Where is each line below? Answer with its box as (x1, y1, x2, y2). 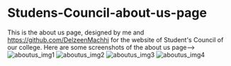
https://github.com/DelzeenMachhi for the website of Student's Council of (7, 35, 224, 44)
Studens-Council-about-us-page (7, 5, 208, 21)
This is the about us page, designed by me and (7, 28, 145, 37)
